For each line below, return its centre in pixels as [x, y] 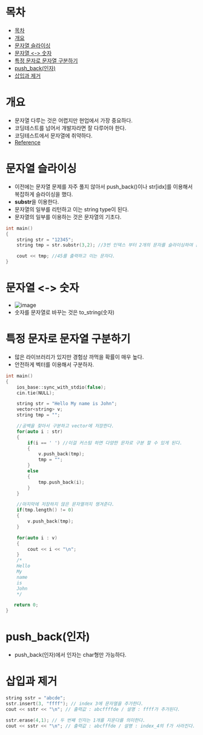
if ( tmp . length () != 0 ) [45, 510]
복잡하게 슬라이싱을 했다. [44, 194]
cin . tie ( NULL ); [36, 393]
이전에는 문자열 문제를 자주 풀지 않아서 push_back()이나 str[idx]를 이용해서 [104, 186]
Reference [27, 142]
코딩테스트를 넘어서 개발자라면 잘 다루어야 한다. [70, 128]
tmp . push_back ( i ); [61, 482]
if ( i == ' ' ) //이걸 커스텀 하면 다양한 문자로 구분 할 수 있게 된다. [105, 443]
